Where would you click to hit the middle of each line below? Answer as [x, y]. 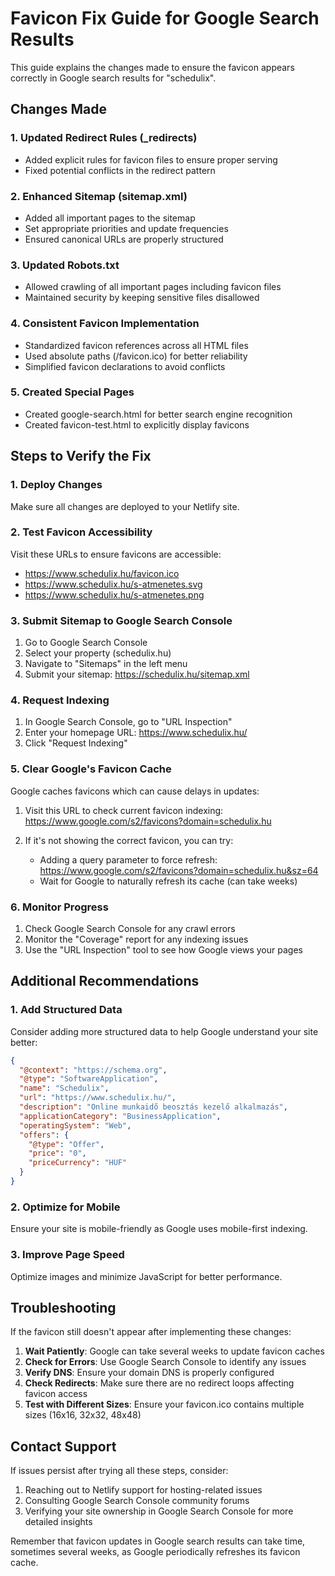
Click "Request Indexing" [76, 743]
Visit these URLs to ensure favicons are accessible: [116, 554]
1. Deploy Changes [56, 485]
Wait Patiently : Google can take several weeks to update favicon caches [174, 1351]
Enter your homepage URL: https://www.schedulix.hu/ [136, 733]
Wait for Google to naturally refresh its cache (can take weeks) [168, 881]
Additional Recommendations [105, 981]
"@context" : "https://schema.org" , [93, 1070]
